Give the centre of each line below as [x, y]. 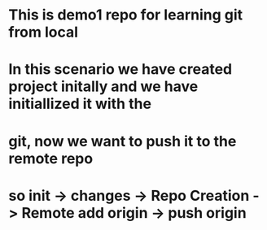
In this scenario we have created [120, 69]
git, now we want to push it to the [123, 141]
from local [44, 32]
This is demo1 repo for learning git [126, 15]
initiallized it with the [80, 104]
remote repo [51, 158]
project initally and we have [103, 87]
